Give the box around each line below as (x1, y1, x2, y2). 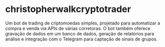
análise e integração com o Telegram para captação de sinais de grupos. (5, 36, 158, 42)
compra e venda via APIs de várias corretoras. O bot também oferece (5, 25, 151, 31)
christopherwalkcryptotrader (5, 3, 131, 15)
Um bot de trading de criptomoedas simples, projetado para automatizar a (5, 20, 160, 26)
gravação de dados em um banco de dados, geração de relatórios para (5, 30, 154, 36)
